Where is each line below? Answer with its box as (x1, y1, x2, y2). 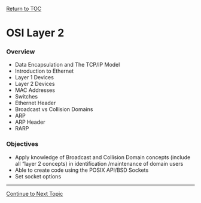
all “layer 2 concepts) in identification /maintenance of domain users (14, 160, 184, 167)
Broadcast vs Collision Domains (14, 106, 93, 113)
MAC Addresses (14, 86, 56, 94)
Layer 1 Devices (14, 74, 54, 81)
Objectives (6, 140, 39, 148)
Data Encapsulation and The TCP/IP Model (14, 61, 120, 68)
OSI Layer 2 (6, 26, 65, 40)
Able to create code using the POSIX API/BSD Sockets (14, 166, 149, 174)
